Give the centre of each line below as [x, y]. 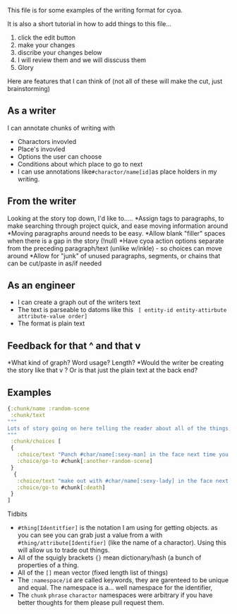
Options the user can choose [60, 156]
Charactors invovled [47, 141]
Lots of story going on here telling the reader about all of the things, [120, 428]
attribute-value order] [53, 317]
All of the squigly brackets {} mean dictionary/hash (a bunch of [109, 558]
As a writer [32, 111]
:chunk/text [28, 415]
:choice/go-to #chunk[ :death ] [61, 487]
